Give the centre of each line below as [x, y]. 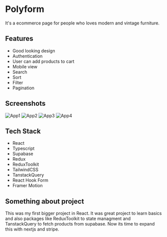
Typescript [23, 149]
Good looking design [34, 50]
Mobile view [25, 66]
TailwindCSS [25, 170]
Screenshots [25, 104]
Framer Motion [28, 186]
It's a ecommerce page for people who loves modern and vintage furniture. [82, 23]
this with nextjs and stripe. [32, 229]
